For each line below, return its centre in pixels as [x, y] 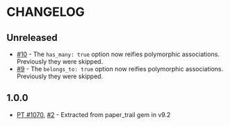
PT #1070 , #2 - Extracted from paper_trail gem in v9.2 [93, 114]
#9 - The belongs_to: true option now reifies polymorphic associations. [120, 69]
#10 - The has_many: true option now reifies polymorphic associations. [118, 54]
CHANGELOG [46, 12]
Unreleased [32, 38]
